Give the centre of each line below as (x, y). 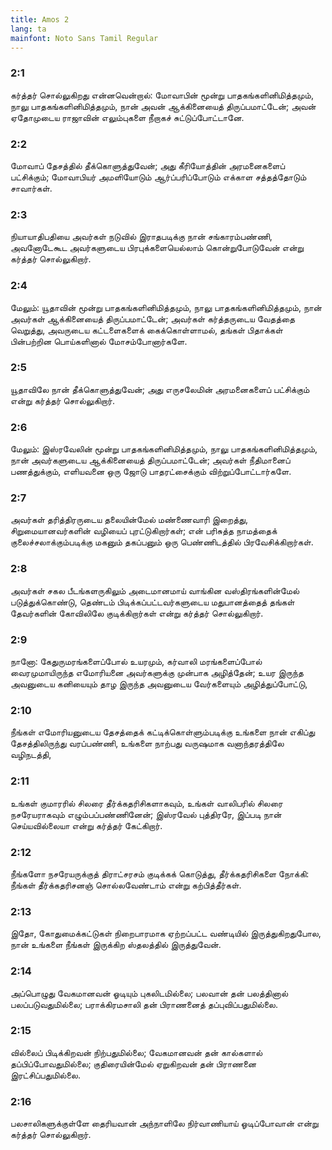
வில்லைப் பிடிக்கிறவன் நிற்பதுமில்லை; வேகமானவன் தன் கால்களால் (136, 1052)
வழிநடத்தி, (31, 755)
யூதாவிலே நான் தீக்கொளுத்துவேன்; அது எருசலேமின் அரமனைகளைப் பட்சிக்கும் (160, 389)
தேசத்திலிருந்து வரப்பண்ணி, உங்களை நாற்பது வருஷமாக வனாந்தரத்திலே (147, 743)
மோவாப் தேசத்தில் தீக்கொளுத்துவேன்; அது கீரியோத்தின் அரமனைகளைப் (148, 165)
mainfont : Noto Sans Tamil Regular (84, 38)
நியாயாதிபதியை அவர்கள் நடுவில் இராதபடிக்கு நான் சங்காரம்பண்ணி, (141, 237)
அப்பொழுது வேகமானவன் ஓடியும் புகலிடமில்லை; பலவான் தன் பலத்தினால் (149, 993)
